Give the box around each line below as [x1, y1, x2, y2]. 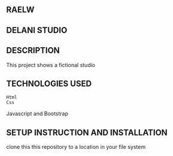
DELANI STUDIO [6, 25, 68, 35]
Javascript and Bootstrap [6, 110, 69, 117]
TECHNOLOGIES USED [6, 78, 92, 88]
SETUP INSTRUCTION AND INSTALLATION [6, 127, 168, 137]
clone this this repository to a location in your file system [6, 143, 145, 151]
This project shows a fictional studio [6, 61, 96, 68]
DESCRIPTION [6, 45, 60, 56]
